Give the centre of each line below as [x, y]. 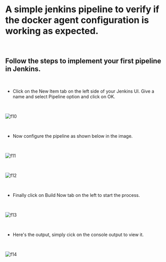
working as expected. [52, 31]
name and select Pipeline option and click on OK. [64, 96]
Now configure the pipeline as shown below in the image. [73, 136]
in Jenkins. [23, 69]
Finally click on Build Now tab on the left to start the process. [76, 195]
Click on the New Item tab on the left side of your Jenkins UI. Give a [84, 91]
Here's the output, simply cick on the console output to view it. [78, 235]
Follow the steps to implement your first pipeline [83, 61]
